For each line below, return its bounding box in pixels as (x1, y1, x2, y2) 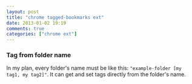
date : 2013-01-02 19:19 (6, 20, 67, 26)
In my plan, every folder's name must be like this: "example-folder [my (6, 64, 182, 72)
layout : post (6, 8, 39, 15)
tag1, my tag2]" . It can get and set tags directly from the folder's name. (6, 71, 186, 78)
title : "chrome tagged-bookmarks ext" (6, 14, 104, 20)
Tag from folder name (6, 51, 71, 59)
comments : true (6, 25, 45, 32)
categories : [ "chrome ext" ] (6, 31, 78, 37)
